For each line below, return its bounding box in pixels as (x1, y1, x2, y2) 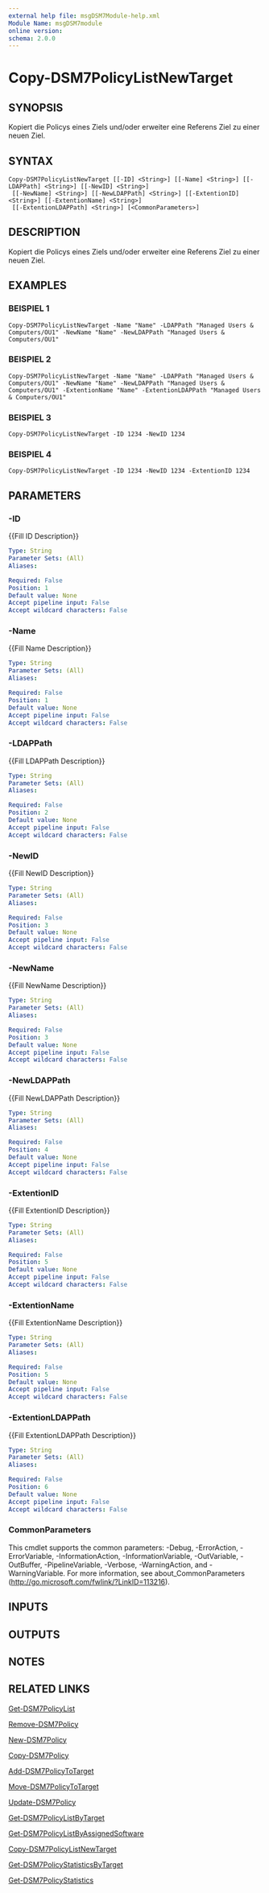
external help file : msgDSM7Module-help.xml (8, 11, 160, 20)
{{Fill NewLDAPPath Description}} (8, 1093, 121, 1103)
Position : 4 (8, 1146, 48, 1154)
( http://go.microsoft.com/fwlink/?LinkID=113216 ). (8, 1577, 171, 1586)
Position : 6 (8, 1483, 48, 1491)
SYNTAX (8, 154, 54, 167)
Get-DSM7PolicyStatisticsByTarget (8, 1859, 123, 1869)
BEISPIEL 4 (8, 448, 52, 460)
